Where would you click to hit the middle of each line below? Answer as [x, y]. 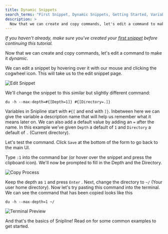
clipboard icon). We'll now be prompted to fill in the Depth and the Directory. [84, 163]
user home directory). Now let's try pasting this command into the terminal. [82, 187]
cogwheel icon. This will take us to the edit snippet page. [64, 74]
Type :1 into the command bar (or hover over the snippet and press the [78, 157]
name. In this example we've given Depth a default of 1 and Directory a [78, 127]
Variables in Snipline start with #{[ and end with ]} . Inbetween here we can [82, 111]
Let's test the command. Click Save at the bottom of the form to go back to [82, 142]
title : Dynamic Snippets [31, 10]
